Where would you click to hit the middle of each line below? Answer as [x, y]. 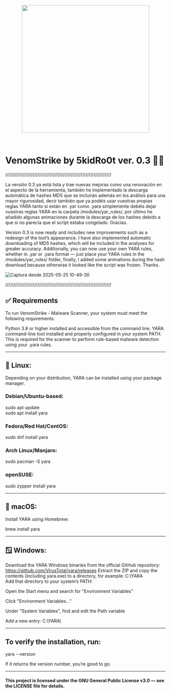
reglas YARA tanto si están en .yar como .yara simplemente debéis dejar [81, 206]
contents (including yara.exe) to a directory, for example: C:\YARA [74, 576]
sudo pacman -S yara [28, 461]
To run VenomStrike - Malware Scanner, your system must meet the [76, 313]
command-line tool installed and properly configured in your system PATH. [83, 334]
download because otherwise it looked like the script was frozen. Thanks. [82, 265]
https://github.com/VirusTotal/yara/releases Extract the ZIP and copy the [81, 571]
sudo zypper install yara [31, 486]
